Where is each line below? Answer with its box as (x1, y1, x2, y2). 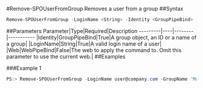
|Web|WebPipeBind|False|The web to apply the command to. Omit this (6, 46, 182, 53)
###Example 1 (6, 64, 42, 71)
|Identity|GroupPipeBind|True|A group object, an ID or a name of (36, 34, 197, 41)
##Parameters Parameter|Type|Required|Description (6, 27, 138, 35)
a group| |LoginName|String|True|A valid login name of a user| (6, 40, 162, 47)
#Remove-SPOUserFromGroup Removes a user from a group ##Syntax (6, 5, 184, 12)
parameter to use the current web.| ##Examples (6, 53, 126, 60)
